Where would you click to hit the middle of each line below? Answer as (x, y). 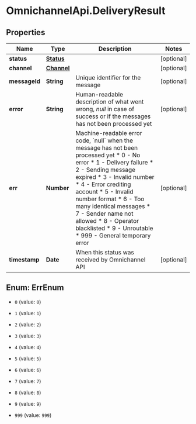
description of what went (110, 102)
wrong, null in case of (105, 109)
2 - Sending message (106, 170)
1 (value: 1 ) (28, 313)
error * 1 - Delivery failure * (114, 162)
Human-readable (99, 94)
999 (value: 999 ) (33, 415)
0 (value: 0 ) (28, 302)
